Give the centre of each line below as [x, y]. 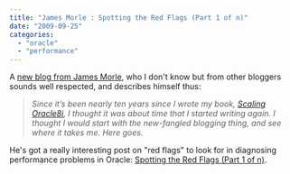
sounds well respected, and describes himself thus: [105, 87]
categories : [32, 34]
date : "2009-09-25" [46, 26]
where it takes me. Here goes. [87, 133]
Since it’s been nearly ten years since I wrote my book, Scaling [149, 104]
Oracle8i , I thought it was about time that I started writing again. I [153, 114]
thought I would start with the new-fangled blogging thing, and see [156, 124]
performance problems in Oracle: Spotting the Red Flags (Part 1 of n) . [138, 160]
